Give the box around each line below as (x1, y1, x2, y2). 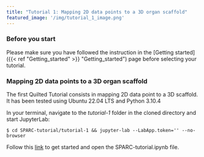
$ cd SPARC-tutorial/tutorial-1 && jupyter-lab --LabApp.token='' (6, 128, 179, 134)
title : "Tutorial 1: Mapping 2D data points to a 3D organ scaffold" (6, 9, 188, 15)
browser (6, 133, 26, 139)
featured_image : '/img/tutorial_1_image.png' (6, 15, 124, 21)
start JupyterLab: (6, 115, 50, 123)
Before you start (6, 35, 56, 43)
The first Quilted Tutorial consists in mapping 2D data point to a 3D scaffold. (6, 91, 198, 98)
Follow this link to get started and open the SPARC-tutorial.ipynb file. (6, 144, 179, 151)
